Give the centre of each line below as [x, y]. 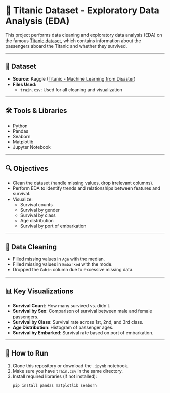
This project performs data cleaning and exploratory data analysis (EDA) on [84, 35]
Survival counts [36, 205]
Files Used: [25, 84]
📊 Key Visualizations [39, 291]
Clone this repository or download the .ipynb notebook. [71, 365]
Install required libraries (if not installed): [55, 376]
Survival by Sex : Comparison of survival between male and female [82, 311]
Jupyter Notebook [31, 147]
